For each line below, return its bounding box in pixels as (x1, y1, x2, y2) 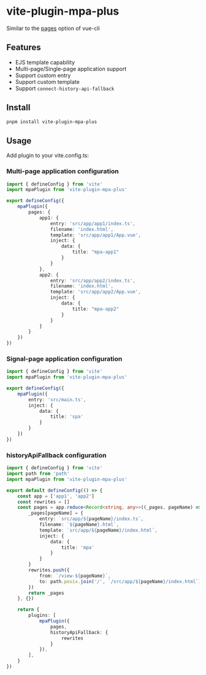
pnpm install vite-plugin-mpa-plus (6, 118, 97, 125)
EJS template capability (15, 58, 75, 66)
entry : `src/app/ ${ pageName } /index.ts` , (39, 516, 144, 522)
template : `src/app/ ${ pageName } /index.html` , (39, 527, 158, 534)
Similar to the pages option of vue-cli (6, 25, 100, 32)
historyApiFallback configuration (6, 451, 107, 459)
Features (6, 42, 41, 53)
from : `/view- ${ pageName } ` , (39, 573, 112, 579)
